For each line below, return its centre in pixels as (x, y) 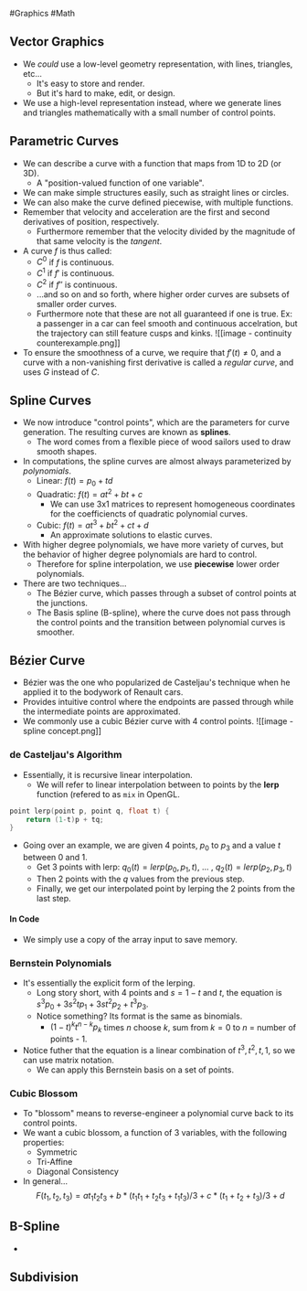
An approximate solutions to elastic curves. (131, 535)
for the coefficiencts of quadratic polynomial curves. (149, 513)
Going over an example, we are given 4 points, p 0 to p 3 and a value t (152, 847)
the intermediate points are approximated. (101, 711)
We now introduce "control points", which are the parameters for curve (156, 422)
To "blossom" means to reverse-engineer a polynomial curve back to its (158, 1114)
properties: (43, 1143)
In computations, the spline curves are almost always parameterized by (157, 462)
